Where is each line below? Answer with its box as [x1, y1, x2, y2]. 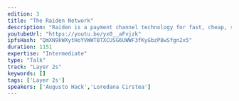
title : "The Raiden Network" [7, 17, 94, 24]
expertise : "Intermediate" [7, 51, 87, 58]
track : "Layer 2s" [7, 63, 62, 70]
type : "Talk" [7, 57, 46, 64]
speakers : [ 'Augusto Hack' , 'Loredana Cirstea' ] [7, 83, 152, 90]
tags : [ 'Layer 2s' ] [7, 76, 65, 84]
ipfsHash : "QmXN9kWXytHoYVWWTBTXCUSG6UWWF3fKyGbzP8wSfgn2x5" [7, 37, 193, 44]
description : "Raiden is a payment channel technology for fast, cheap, [7, 23, 228, 31]
